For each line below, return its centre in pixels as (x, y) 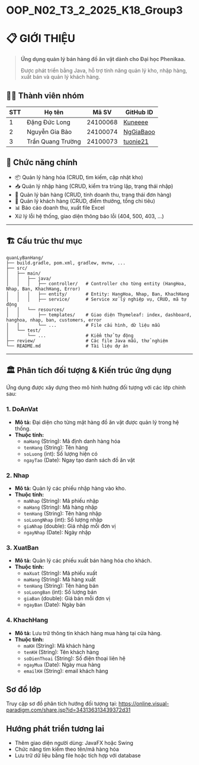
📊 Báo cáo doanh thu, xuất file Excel (60, 208)
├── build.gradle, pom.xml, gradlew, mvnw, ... (66, 263)
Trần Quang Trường (54, 141)
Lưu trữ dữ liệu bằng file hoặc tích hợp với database (78, 756)
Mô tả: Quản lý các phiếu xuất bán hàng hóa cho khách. (83, 560)
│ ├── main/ (24, 273)
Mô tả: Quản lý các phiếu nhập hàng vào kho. (70, 488)
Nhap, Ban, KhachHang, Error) (44, 289)
